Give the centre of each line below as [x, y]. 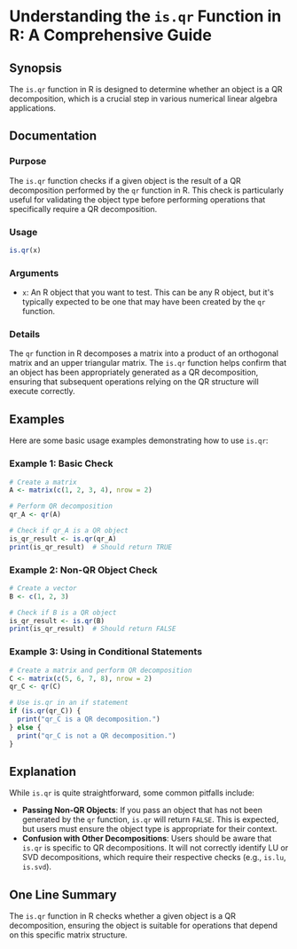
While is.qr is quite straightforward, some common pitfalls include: [132, 793]
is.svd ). [36, 866]
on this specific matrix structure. [68, 935]
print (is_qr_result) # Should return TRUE [91, 547]
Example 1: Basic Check [61, 463]
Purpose [28, 162]
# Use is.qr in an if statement [69, 703]
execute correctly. [42, 391]
